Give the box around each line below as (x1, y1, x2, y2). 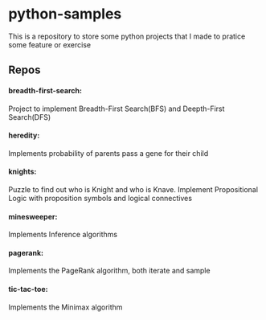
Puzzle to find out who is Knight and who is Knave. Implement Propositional (8, 184, 259, 194)
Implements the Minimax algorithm (8, 302, 123, 312)
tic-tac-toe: (8, 284, 48, 293)
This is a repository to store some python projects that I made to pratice (8, 31, 246, 41)
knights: (8, 166, 37, 177)
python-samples (8, 5, 122, 23)
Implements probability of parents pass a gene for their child (8, 148, 209, 158)
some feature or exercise (8, 39, 91, 49)
